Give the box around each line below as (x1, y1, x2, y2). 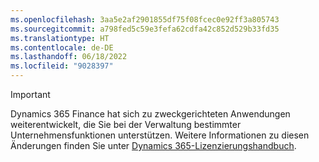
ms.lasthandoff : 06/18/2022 (10, 52, 128, 62)
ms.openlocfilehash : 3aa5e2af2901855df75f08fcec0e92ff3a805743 (10, 14, 280, 25)
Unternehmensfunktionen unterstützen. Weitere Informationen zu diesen (10, 129, 310, 141)
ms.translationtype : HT (10, 33, 110, 43)
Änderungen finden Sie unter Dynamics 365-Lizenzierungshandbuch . (10, 140, 297, 151)
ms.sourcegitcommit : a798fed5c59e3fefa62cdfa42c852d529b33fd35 (10, 24, 280, 34)
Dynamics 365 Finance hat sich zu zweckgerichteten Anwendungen (10, 108, 291, 120)
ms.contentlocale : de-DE (10, 42, 114, 53)
